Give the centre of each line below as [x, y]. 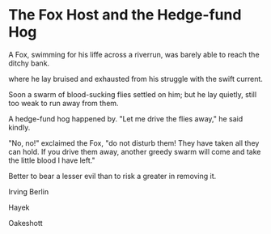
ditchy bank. [29, 63]
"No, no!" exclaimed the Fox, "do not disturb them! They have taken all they [134, 143]
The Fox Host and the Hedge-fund [125, 15]
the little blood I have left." [52, 160]
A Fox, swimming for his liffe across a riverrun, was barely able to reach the [134, 54]
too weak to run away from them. [64, 103]
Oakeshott [25, 223]
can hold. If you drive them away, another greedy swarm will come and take [135, 151]
